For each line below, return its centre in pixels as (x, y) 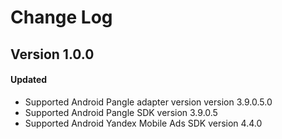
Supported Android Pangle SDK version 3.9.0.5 (121, 112)
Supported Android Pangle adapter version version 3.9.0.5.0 (148, 102)
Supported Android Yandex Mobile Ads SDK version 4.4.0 (143, 123)
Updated (29, 80)
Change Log (61, 17)
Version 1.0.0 (52, 54)
